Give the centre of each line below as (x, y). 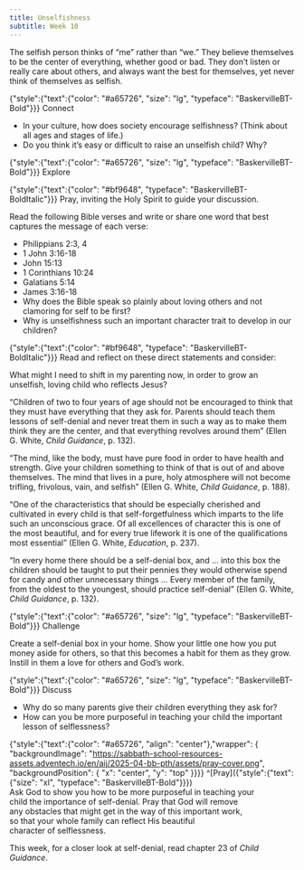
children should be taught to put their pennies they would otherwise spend (148, 570)
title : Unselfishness (50, 18)
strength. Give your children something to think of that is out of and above (147, 468)
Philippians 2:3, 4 (55, 243)
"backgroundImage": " (51, 753)
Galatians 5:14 (48, 282)
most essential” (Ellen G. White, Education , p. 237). (104, 543)
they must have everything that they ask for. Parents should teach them (142, 411)
